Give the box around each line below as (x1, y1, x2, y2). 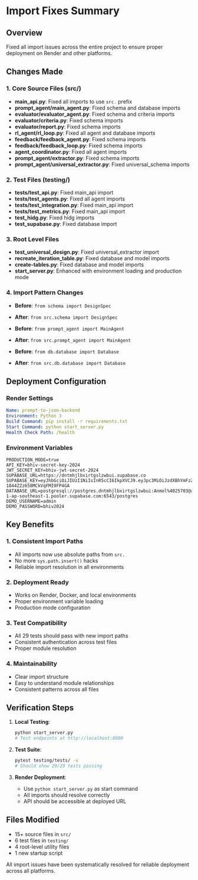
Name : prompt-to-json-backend (6, 407, 81, 413)
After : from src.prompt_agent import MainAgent (14, 336, 131, 344)
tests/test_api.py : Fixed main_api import (14, 189, 114, 196)
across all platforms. (6, 867, 55, 874)
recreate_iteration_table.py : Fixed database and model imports (14, 255, 170, 262)
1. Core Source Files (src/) (6, 85, 81, 93)
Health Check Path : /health (6, 429, 75, 435)
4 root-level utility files (14, 843, 70, 850)
